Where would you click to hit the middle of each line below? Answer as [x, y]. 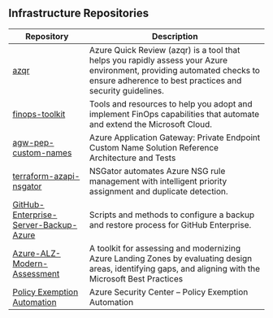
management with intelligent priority [158, 181]
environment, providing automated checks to [174, 70]
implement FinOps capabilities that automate [174, 114]
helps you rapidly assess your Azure [158, 60]
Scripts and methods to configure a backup [172, 215]
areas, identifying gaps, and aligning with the [175, 268]
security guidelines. [127, 90]
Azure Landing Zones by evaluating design [171, 258]
